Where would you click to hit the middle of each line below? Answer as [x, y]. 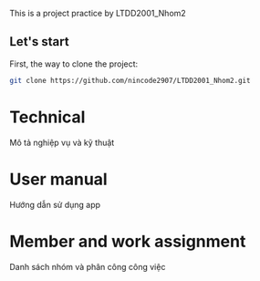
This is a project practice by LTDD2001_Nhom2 [98, 13]
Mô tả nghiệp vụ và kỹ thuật [62, 142]
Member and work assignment [128, 241]
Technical [47, 117]
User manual [58, 179]
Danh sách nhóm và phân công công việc [88, 266]
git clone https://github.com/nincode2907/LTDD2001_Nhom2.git [130, 80]
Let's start [40, 42]
